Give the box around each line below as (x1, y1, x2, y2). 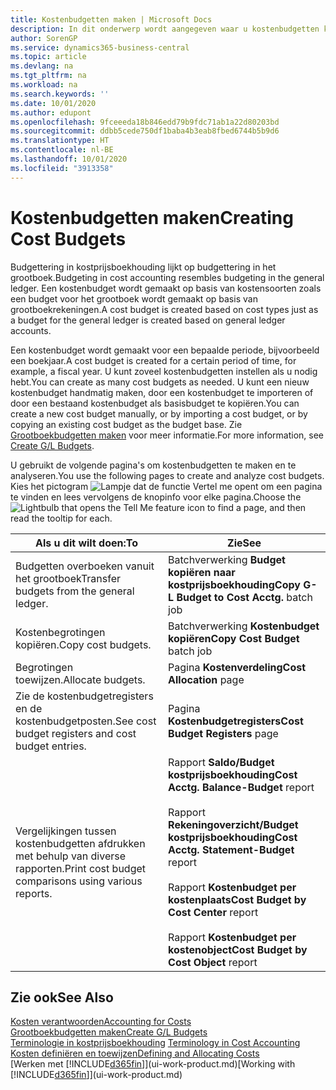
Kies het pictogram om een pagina (10, 480, 323, 492)
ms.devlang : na (10, 61, 74, 71)
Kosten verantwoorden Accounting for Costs (10, 1016, 192, 1028)
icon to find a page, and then (186, 501, 307, 513)
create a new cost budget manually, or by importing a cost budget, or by (10, 407, 308, 420)
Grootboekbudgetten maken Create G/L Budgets (10, 1026, 208, 1038)
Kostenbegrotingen (15, 625, 106, 639)
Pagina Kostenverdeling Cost (168, 660, 307, 674)
